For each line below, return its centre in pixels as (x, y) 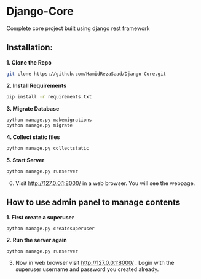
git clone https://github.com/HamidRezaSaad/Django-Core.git (86, 74)
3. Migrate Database (33, 108)
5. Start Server (26, 160)
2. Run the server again (37, 240)
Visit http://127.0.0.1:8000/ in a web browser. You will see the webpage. (105, 183)
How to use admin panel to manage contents (93, 202)
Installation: (30, 48)
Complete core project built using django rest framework (78, 28)
